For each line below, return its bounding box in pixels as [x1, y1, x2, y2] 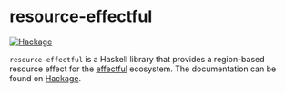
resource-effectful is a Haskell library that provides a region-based [9, 53, 266, 64]
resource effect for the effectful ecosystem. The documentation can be [9, 63, 277, 74]
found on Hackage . [9, 72, 82, 83]
